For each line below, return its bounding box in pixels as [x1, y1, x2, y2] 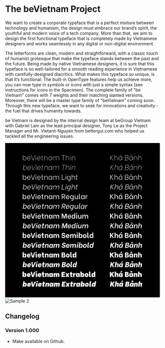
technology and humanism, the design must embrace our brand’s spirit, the [5, 25, 157, 31]
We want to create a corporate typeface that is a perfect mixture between [5, 20, 154, 26]
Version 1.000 [5, 327, 39, 334]
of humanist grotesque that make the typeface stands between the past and [5, 55, 159, 61]
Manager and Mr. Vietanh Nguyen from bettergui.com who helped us [5, 128, 145, 134]
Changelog [5, 312, 40, 321]
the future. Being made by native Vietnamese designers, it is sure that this [5, 61, 155, 67]
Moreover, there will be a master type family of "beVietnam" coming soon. [5, 97, 155, 103]
